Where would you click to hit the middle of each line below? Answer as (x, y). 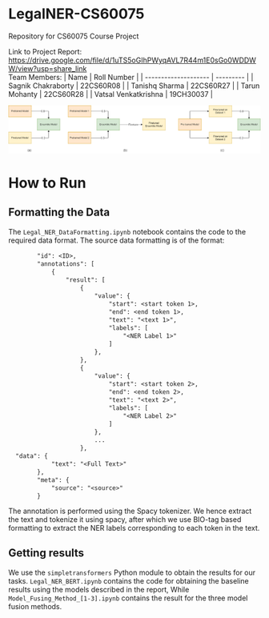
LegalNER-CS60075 (76, 14)
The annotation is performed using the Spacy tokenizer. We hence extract (130, 511)
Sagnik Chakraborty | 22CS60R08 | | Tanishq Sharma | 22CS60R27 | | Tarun (134, 86)
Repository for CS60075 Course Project (74, 36)
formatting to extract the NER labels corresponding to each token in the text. (134, 528)
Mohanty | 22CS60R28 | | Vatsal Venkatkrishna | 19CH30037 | (111, 94)
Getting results (46, 553)
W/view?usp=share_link (48, 68)
